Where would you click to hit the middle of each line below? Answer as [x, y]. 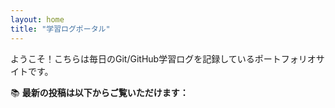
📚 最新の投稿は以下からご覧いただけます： [99, 92]
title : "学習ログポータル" [60, 29]
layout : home [37, 19]
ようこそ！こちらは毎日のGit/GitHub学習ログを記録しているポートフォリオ [163, 58]
